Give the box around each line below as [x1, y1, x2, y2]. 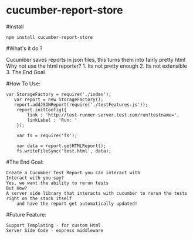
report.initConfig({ [16, 107, 67, 112]
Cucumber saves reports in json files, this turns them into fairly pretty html [6, 56, 186, 63]
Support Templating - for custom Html [6, 222, 101, 228]
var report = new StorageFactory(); [13, 97, 104, 102]
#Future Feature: [6, 211, 46, 218]
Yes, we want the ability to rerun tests [6, 180, 109, 186]
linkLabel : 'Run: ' [27, 117, 77, 123]
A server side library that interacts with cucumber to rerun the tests [6, 190, 188, 196]
